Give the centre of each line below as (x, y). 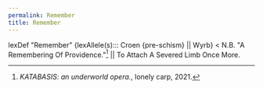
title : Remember (34, 23)
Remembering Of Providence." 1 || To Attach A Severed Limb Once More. (124, 54)
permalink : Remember (42, 15)
